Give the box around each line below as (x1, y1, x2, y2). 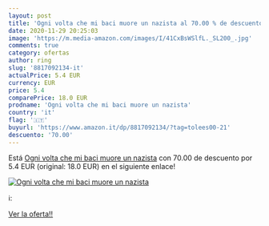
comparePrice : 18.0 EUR (8, 94, 88, 102)
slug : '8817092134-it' (8, 64, 84, 72)
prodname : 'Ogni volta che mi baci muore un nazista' (8, 101, 192, 109)
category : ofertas (8, 49, 70, 57)
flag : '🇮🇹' (8, 116, 48, 124)
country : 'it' (8, 109, 56, 117)
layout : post (8, 11, 52, 20)
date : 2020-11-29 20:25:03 (8, 26, 98, 34)
